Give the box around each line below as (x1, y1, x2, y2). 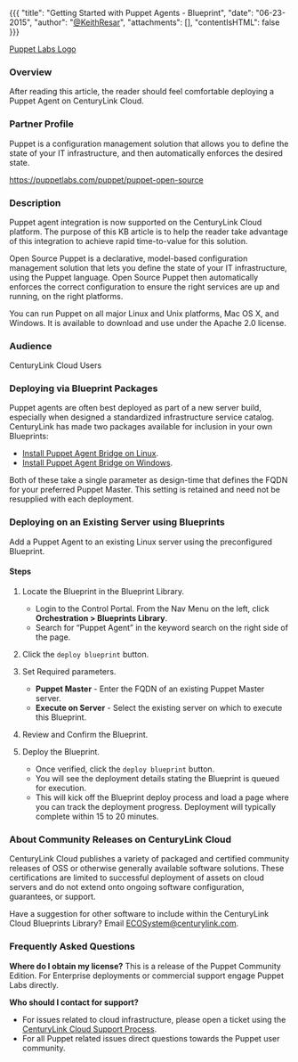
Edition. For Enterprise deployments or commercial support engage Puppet (9, 970, 285, 981)
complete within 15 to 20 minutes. (35, 811, 159, 821)
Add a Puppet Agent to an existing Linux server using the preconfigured (9, 536, 273, 547)
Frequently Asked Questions (9, 940, 135, 952)
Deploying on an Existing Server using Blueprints (9, 516, 225, 528)
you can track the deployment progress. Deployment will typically (35, 801, 277, 812)
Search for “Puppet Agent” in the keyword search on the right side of (35, 622, 289, 633)
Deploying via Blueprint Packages (9, 382, 158, 395)
